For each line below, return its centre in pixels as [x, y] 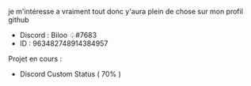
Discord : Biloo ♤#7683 [58, 35]
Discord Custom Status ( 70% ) [70, 74]
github [19, 20]
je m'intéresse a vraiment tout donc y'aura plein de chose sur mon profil [126, 11]
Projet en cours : [35, 59]
